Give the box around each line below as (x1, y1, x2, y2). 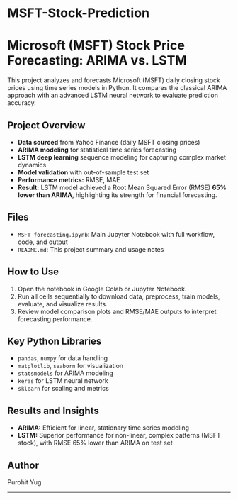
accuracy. (7, 99, 37, 107)
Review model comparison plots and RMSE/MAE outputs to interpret (17, 307, 217, 316)
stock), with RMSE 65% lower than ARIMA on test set (17, 438, 174, 448)
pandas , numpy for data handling (17, 354, 108, 362)
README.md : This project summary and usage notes (17, 245, 164, 253)
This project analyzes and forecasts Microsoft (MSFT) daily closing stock (7, 76, 221, 84)
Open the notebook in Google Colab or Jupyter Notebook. (17, 284, 187, 293)
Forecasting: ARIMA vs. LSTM (7, 52, 187, 69)
